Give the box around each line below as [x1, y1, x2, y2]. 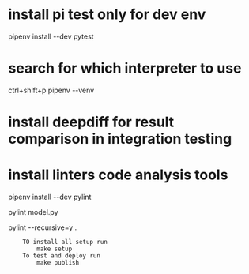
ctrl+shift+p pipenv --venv [8, 85, 95, 95]
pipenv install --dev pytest [8, 32, 94, 41]
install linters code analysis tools [8, 166, 228, 184]
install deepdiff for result [8, 113, 175, 131]
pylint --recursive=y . [8, 223, 77, 232]
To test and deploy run [22, 252, 101, 260]
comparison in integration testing [8, 130, 232, 148]
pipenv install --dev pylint [8, 192, 92, 201]
